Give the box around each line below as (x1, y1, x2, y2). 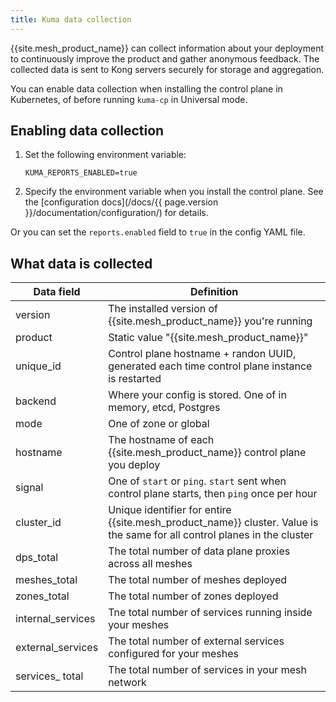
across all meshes (108, 557, 193, 571)
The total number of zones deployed (108, 589, 279, 603)
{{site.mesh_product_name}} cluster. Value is (108, 516, 319, 530)
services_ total (15, 669, 84, 683)
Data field (33, 285, 81, 299)
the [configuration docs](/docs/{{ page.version (24, 196, 219, 208)
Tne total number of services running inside (108, 606, 313, 620)
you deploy (108, 458, 161, 472)
